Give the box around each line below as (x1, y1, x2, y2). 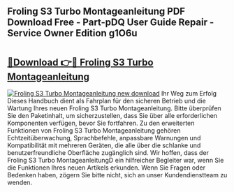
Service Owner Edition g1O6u (7, 27, 138, 39)
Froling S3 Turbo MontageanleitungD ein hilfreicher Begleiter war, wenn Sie (7, 156, 224, 164)
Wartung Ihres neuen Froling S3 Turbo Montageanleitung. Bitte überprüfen (7, 104, 221, 112)
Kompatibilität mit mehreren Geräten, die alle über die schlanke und (7, 141, 201, 149)
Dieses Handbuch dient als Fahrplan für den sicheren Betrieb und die (7, 97, 206, 105)
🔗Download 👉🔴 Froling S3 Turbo (7, 56, 154, 68)
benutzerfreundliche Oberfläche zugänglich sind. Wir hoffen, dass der (7, 149, 210, 156)
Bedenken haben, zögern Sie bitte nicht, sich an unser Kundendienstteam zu (7, 171, 228, 179)
